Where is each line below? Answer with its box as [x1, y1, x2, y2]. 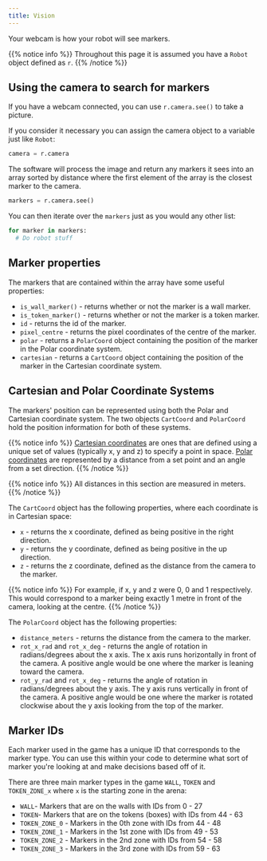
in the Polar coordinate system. [19, 344, 123, 353]
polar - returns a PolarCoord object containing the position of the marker [19, 335, 258, 345]
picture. [8, 110, 34, 120]
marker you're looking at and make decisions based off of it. [8, 762, 206, 771]
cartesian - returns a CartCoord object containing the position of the [19, 353, 244, 362]
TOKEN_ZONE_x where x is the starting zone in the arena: [8, 786, 187, 795]
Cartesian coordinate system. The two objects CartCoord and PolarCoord [8, 413, 245, 424]
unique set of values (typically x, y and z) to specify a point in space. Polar [8, 446, 253, 456]
